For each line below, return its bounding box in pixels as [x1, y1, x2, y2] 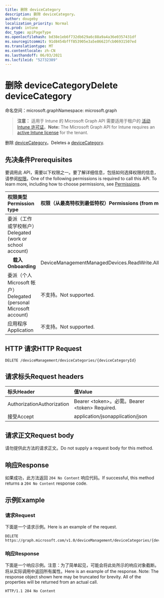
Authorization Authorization [7, 400, 69, 407]
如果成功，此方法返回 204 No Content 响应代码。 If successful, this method [5, 475, 155, 481]
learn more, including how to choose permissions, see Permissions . [5, 181, 141, 187]
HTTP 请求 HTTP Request [5, 344, 82, 353]
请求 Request [5, 512, 36, 519]
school [7, 241, 23, 248]
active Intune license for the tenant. [17, 130, 89, 135]
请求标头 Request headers [5, 372, 84, 381]
